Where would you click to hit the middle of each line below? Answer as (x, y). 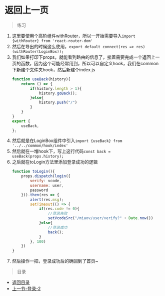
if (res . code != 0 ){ (59, 209)
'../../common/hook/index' (40, 146)
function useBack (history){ (41, 79)
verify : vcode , (46, 181)
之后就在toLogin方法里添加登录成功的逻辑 (55, 162)
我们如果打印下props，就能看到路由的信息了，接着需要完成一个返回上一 (86, 57)
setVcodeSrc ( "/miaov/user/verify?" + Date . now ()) (100, 218)
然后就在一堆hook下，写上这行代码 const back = (61, 152)
